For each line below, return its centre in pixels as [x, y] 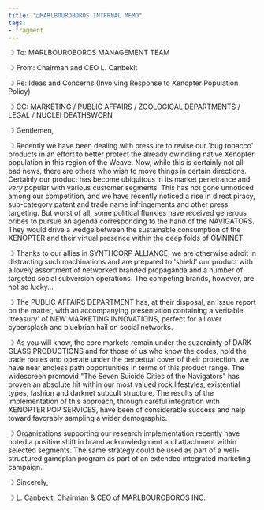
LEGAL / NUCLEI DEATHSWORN [60, 115]
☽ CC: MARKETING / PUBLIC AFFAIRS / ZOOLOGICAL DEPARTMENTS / [124, 107]
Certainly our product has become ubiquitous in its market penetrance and [129, 179]
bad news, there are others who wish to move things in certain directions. [127, 171]
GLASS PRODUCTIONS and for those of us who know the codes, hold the [127, 351]
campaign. [26, 467]
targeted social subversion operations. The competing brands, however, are [131, 279]
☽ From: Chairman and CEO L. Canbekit [73, 68]
